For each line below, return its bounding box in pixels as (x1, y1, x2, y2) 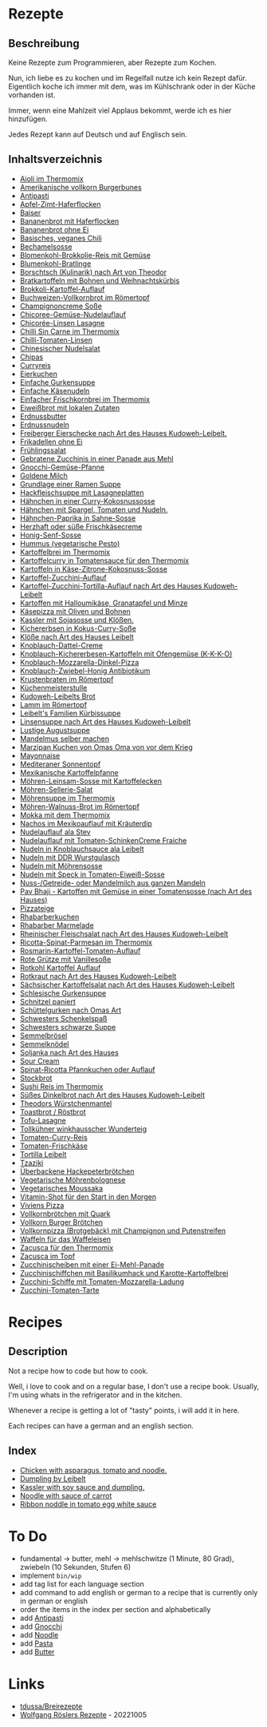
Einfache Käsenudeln (19, 386, 90, 395)
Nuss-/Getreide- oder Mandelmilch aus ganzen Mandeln (19, 877, 206, 887)
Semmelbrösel (19, 1031, 68, 1040)
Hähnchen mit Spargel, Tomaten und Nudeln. (19, 505, 168, 514)
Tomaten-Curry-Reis (19, 1132, 88, 1142)
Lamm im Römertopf (19, 699, 88, 709)
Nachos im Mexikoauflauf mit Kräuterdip (19, 818, 153, 828)
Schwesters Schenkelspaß (19, 1013, 108, 1023)
